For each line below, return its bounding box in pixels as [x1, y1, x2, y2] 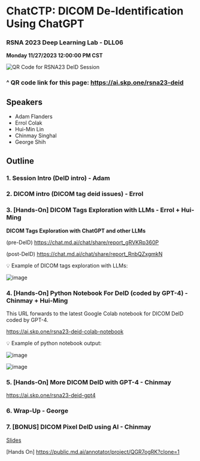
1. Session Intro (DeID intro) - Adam [6, 174, 110, 182]
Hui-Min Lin [14, 126, 44, 133]
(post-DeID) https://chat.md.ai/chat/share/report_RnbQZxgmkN [6, 250, 163, 257]
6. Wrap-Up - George [6, 406, 69, 415]
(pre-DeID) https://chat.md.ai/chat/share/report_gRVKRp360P [6, 239, 159, 246]
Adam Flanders [14, 113, 53, 120]
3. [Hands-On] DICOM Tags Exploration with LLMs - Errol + [6, 206, 180, 214]
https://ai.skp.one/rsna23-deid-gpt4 [6, 391, 96, 399]
